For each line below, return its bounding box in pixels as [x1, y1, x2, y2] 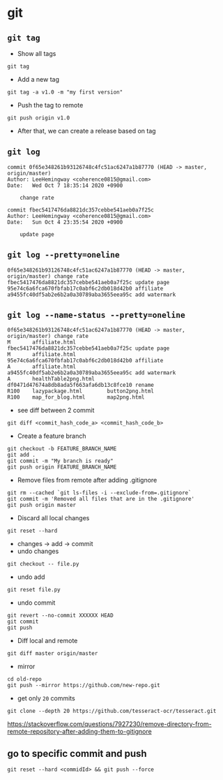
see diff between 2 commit [17, 406, 95, 415]
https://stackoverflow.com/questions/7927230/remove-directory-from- [7, 720, 212, 728]
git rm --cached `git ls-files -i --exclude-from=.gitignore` [7, 490, 192, 496]
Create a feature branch [17, 432, 86, 441]
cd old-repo [7, 676, 42, 683]
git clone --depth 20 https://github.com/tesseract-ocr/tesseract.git [7, 707, 217, 715]
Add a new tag [17, 75, 60, 83]
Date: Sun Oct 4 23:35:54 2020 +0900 [7, 219, 123, 226]
